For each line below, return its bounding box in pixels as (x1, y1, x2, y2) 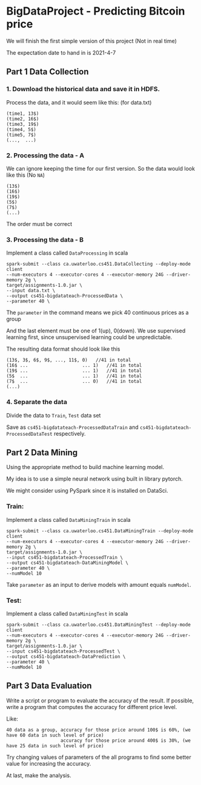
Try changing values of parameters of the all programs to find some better (6, 753, 192, 761)
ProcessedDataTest (6, 431, 53, 437)
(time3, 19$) (6, 121, 39, 127)
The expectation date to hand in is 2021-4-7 (6, 49, 116, 56)
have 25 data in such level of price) (6, 742, 104, 749)
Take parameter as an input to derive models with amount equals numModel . (6, 581, 192, 588)
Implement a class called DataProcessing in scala (6, 249, 128, 256)
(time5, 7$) (6, 132, 36, 138)
